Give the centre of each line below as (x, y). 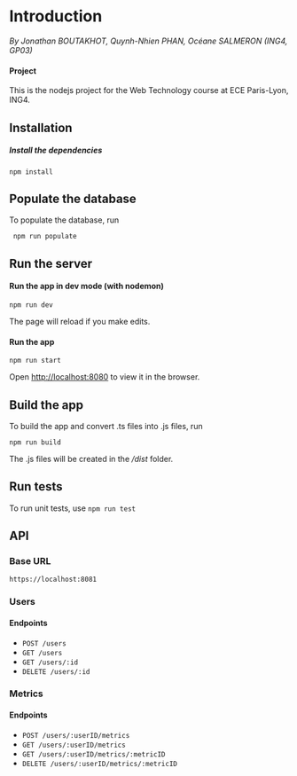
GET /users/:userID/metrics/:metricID (94, 754)
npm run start (35, 361)
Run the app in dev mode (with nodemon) (86, 286)
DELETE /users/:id (56, 671)
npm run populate (45, 237)
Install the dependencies (56, 150)
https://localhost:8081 (53, 580)
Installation (41, 127)
